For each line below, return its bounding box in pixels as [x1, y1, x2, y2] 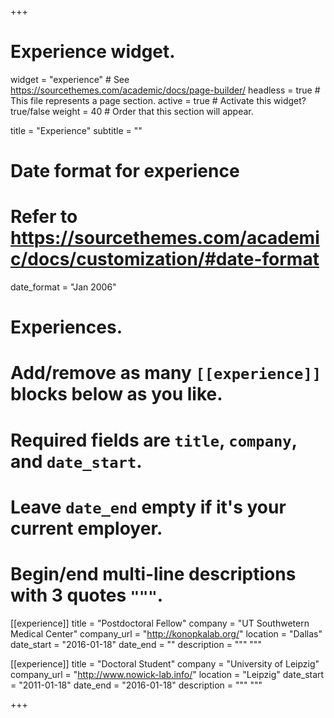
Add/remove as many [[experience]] [10, 362, 322, 385]
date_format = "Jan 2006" [10, 281, 117, 293]
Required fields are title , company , [10, 429, 298, 451]
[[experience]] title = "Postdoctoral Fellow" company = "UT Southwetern [10, 617, 310, 629]
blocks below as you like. [10, 383, 223, 406]
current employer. [10, 517, 163, 540]
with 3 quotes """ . [10, 584, 164, 606]
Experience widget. [10, 41, 176, 63]
